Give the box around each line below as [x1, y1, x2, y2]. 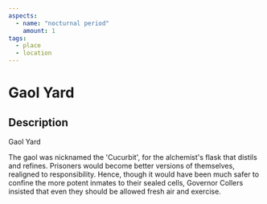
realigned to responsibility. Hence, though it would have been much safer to [8, 169, 260, 179]
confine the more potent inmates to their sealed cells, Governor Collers [8, 178, 244, 187]
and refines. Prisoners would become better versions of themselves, [8, 161, 235, 170]
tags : [8, 34, 27, 43]
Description [8, 116, 68, 129]
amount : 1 [23, 27, 56, 35]
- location [15, 49, 52, 57]
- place [15, 42, 42, 50]
